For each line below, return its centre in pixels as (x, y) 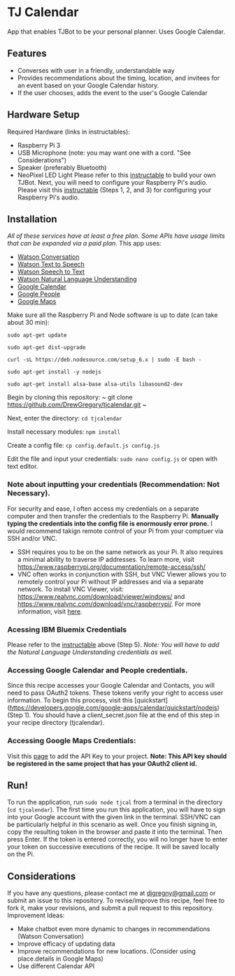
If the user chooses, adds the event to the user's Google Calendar (112, 92)
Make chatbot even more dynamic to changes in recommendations (114, 929)
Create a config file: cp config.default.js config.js (84, 446)
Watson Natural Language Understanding (77, 279)
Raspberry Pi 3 (39, 145)
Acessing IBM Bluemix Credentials (67, 629)
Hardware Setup (43, 115)
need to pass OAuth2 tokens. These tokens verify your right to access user (115, 693)
